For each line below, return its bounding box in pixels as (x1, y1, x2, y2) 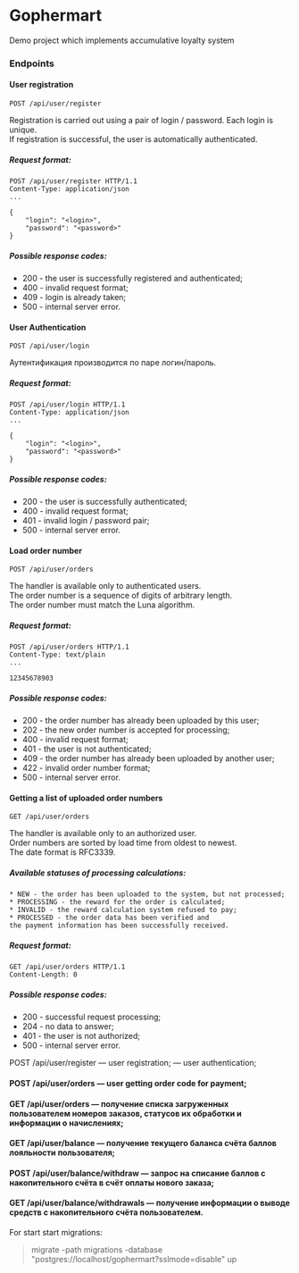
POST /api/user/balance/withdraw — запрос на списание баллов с (9, 1168, 266, 1178)
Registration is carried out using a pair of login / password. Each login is (9, 115, 274, 126)
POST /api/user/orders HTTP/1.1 (9, 642, 129, 652)
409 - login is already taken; (21, 292, 127, 302)
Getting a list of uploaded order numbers (9, 792, 163, 803)
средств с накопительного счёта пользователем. (9, 1207, 203, 1218)
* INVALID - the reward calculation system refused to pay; (9, 906, 238, 915)
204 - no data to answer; (21, 1021, 114, 1032)
